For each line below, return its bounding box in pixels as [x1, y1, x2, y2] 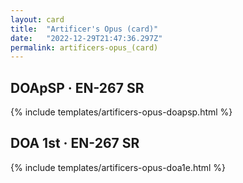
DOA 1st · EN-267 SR [10, 135, 140, 152]
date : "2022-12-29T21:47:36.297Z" [10, 33, 163, 43]
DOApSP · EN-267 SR [10, 79, 145, 96]
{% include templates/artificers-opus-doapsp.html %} [10, 106, 233, 118]
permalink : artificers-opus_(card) [10, 42, 159, 53]
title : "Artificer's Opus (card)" [10, 24, 159, 34]
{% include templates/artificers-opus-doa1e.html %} [10, 161, 227, 173]
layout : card [10, 14, 65, 25]
